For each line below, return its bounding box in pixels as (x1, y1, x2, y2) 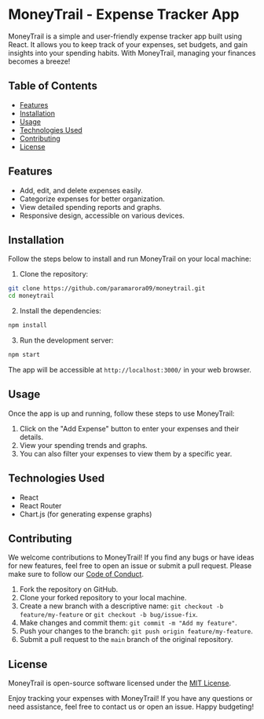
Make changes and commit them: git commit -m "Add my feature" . (19, 618, 237, 628)
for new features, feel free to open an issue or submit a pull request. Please (8, 561, 252, 570)
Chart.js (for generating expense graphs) (19, 509, 152, 519)
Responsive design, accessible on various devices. (19, 211, 185, 220)
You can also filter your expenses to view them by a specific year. (19, 449, 233, 458)
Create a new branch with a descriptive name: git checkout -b (19, 601, 224, 611)
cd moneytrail (8, 292, 55, 300)
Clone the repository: (19, 270, 89, 279)
